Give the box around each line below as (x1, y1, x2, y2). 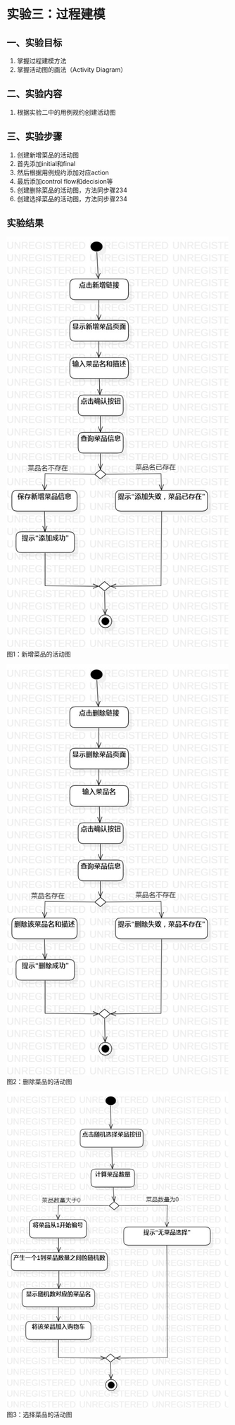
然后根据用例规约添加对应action (16, 168, 110, 177)
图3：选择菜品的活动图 (6, 1410, 72, 1419)
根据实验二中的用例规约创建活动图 (16, 108, 116, 116)
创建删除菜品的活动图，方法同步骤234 (16, 186, 128, 194)
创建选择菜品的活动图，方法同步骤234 (16, 194, 128, 203)
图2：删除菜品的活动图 (6, 1077, 72, 1086)
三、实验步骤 (6, 131, 63, 143)
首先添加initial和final (16, 159, 76, 167)
